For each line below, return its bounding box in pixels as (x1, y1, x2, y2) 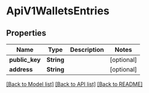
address (9, 66, 33, 73)
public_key (9, 55, 41, 64)
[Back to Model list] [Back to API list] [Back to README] (6, 80, 143, 88)
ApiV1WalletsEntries (6, 4, 110, 18)
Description (70, 46, 104, 54)
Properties (6, 28, 46, 38)
